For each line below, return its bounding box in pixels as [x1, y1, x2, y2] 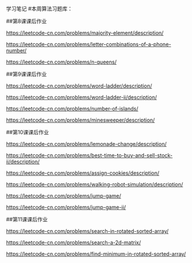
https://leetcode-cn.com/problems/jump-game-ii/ [6, 204, 126, 211]
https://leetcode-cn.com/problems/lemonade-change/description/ [6, 141, 167, 147]
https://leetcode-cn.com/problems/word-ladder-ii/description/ [6, 94, 157, 101]
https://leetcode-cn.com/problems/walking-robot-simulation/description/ [6, 181, 183, 188]
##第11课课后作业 [6, 216, 48, 222]
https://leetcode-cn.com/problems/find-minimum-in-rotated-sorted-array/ [6, 251, 186, 257]
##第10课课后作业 [6, 129, 49, 135]
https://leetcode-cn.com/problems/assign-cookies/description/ [6, 169, 160, 177]
